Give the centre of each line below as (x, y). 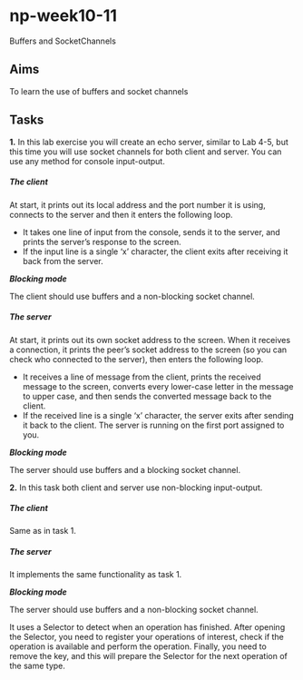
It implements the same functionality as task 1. (96, 575)
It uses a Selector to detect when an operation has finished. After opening (147, 627)
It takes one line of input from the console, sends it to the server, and (151, 232)
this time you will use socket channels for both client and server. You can (146, 152)
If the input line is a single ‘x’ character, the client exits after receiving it (155, 251)
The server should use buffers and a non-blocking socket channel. (134, 610)
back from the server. (63, 261)
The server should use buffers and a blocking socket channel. (125, 469)
